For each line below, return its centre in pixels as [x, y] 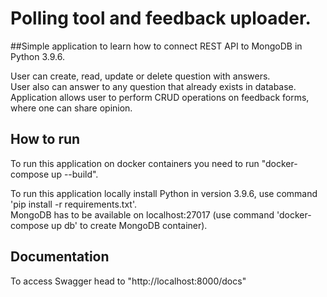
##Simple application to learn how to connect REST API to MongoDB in [156, 46]
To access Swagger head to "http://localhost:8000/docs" [128, 281]
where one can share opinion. [71, 108]
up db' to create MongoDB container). [129, 225]
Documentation [60, 257]
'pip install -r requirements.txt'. [73, 204]
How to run [45, 139]
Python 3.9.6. [37, 56]
